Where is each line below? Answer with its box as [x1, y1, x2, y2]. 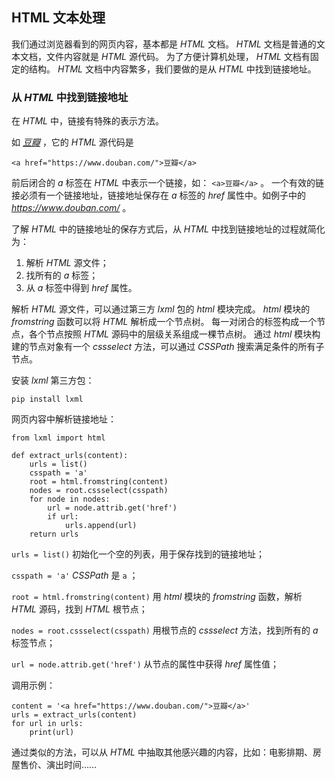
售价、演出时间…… [19, 759, 98, 771]
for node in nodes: [29, 494, 111, 505]
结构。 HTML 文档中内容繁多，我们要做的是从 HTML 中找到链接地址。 [28, 63, 317, 75]
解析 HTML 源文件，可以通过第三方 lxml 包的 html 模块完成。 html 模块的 [11, 303, 311, 315]
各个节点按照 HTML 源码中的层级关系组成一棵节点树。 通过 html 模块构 [28, 328, 321, 340]
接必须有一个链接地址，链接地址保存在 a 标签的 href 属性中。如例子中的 [11, 189, 306, 202]
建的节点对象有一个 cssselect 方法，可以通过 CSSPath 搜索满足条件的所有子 [11, 341, 325, 353]
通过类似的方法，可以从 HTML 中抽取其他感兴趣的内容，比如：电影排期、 [11, 746, 313, 758]
